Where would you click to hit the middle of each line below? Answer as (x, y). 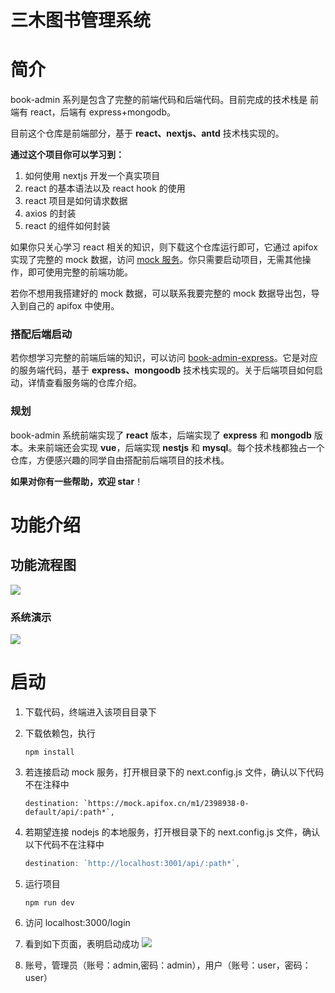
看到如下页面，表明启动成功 (82, 943)
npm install (49, 752)
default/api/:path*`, (69, 812)
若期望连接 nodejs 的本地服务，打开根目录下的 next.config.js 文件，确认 (172, 832)
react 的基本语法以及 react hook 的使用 (105, 188)
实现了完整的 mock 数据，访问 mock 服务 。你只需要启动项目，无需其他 (156, 260)
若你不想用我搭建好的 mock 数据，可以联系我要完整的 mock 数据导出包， (161, 293)
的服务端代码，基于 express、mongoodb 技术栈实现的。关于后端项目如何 (162, 370)
